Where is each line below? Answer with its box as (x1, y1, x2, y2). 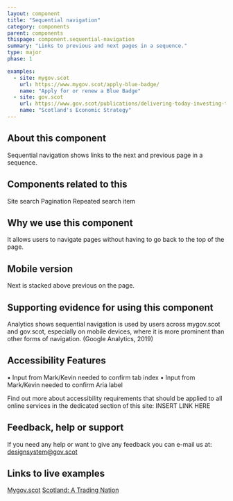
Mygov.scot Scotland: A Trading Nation (7, 486, 119, 494)
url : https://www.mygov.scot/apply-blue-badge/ (19, 81, 159, 88)
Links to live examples (7, 467, 105, 479)
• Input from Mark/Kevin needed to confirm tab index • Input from (7, 373, 196, 381)
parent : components (7, 29, 64, 37)
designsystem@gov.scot (7, 447, 78, 456)
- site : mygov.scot (13, 74, 70, 81)
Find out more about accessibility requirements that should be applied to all (7, 394, 223, 402)
